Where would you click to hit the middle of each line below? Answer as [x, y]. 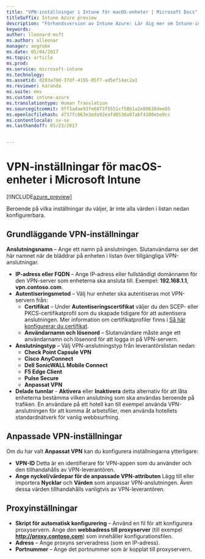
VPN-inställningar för [62, 167]
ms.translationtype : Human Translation [57, 103]
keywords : [19, 29]
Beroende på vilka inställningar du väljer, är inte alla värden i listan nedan [98, 209]
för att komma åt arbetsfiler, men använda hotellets [113, 410]
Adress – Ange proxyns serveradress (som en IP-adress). [88, 542]
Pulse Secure [41, 378]
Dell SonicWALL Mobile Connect [66, 365]
